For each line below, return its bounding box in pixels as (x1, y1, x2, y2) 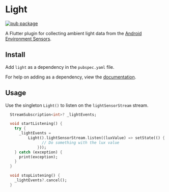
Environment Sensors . (5, 36, 52, 42)
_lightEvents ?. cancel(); (14, 178, 67, 183)
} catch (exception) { (14, 149, 63, 155)
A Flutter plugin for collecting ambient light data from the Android (5, 30, 142, 36)
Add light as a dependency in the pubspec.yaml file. (5, 64, 115, 70)
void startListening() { (10, 121, 63, 126)
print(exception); (18, 154, 58, 159)
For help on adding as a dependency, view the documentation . (5, 74, 136, 80)
